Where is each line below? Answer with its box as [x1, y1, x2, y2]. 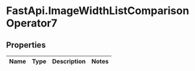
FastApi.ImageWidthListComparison [6, 4, 190, 18]
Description [52, 58, 86, 65]
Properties [6, 40, 46, 50]
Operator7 [6, 16, 58, 30]
